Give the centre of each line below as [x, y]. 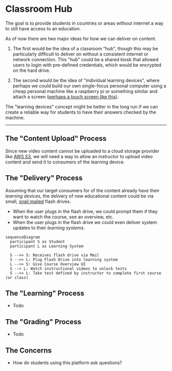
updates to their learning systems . [49, 228]
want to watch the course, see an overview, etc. [63, 217]
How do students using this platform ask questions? [67, 363]
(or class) [17, 277]
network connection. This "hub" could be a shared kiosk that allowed [85, 59]
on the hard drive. [31, 70]
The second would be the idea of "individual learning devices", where [86, 80]
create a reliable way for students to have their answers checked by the [81, 112]
